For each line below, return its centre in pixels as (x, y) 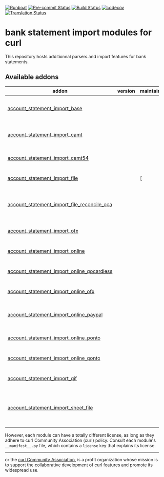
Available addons (32, 77)
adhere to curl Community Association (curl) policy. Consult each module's (81, 440)
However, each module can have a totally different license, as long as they (80, 435)
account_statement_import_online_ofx (51, 291)
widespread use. (22, 470)
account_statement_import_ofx (43, 231)
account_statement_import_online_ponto (54, 338)
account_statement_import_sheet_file (50, 407)
